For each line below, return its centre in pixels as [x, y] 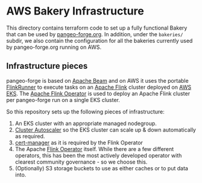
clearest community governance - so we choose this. [81, 162]
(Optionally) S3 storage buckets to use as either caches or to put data [102, 168]
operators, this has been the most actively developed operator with [98, 155]
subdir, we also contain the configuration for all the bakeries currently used [99, 40]
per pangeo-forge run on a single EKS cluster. [63, 100]
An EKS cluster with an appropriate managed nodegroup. [86, 123]
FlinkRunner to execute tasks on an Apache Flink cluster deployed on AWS [99, 87]
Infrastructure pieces [47, 66]
